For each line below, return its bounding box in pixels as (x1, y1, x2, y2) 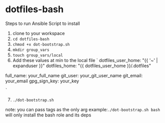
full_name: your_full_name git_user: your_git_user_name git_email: (5, 72, 143, 78)
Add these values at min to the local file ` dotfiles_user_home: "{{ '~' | (12, 57, 158, 63)
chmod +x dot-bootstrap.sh (12, 42, 70, 47)
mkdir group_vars (12, 47, 50, 52)
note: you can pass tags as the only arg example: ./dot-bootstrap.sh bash (5, 106, 160, 112)
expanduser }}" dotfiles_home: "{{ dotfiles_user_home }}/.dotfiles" (12, 63, 151, 69)
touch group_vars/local (12, 52, 63, 58)
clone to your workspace (12, 30, 65, 36)
